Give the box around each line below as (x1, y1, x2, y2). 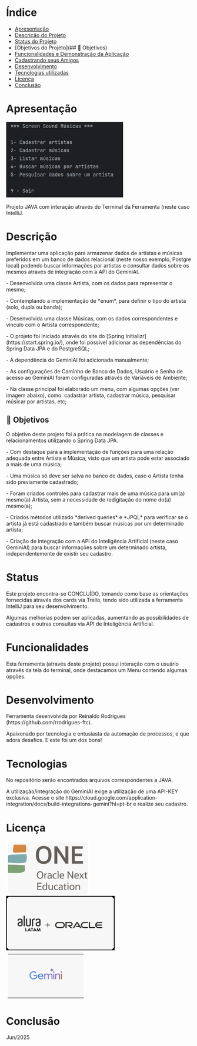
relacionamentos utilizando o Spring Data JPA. (6, 437, 119, 444)
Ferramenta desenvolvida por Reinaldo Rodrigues (6, 713, 126, 720)
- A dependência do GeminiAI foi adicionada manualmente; (6, 356, 149, 363)
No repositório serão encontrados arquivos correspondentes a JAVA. (6, 777, 173, 784)
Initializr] (125, 332, 147, 339)
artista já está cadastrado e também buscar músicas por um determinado (6, 520, 184, 527)
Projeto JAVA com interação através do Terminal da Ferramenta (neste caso (6, 203, 190, 210)
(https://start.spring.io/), (6, 339, 65, 346)
